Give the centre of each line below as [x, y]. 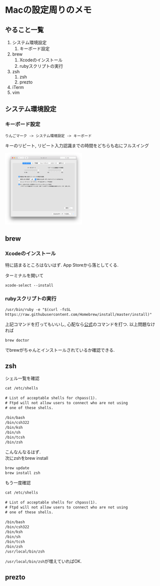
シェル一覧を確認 [22, 378]
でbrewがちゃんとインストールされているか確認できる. [60, 350]
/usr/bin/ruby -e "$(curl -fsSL [38, 310]
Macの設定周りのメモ [48, 10]
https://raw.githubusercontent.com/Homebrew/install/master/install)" [79, 315]
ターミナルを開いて [24, 276]
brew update [17, 468]
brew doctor [17, 340]
